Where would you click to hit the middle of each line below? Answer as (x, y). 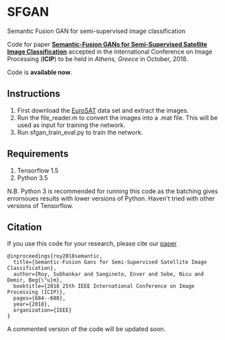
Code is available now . (40, 72)
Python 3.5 (32, 178)
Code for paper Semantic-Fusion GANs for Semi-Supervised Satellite (107, 44)
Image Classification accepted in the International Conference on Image (110, 52)
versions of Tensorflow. (40, 205)
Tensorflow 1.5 (38, 170)
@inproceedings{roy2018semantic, (55, 256)
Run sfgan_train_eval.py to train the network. (80, 132)
